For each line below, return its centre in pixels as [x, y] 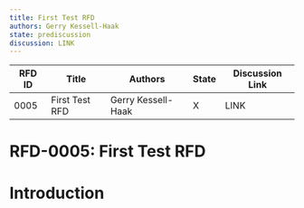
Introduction [57, 193]
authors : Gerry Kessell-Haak [64, 26]
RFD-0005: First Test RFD [108, 151]
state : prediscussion [50, 34]
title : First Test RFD [52, 18]
